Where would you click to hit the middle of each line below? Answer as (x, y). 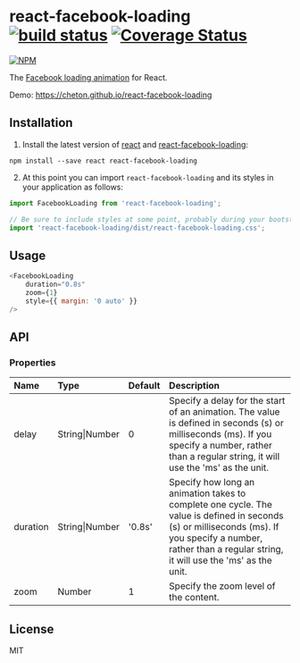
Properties (33, 362)
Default (144, 386)
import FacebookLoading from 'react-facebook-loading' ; (115, 203)
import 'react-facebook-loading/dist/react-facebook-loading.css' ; (137, 228)
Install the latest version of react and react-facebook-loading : (135, 144)
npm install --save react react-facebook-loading (104, 161)
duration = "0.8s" (56, 285)
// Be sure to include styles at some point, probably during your (137, 219)
